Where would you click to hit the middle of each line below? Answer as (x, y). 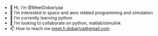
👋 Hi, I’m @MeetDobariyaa (36, 8)
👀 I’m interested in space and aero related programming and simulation (81, 13)
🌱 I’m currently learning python (41, 18)
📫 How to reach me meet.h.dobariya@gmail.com (60, 28)
